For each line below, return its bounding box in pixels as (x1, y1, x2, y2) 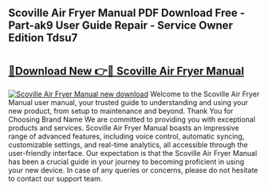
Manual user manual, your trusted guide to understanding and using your (8, 98, 249, 107)
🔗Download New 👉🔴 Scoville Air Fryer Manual (8, 64, 245, 78)
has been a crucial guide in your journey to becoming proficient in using (8, 157, 245, 166)
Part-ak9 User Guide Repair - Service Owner (8, 19, 234, 33)
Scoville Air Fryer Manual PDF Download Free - (8, 6, 246, 20)
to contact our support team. (8, 174, 103, 183)
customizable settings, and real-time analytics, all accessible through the (8, 140, 249, 150)
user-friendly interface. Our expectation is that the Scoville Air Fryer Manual (8, 149, 258, 158)
